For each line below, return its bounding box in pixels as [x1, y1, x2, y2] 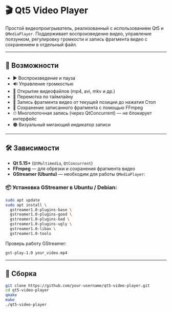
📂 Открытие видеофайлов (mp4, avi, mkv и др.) [12, 88, 115, 94]
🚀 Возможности [5, 61, 59, 70]
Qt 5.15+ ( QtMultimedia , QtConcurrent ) [12, 160, 93, 166]
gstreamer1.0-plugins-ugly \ [10, 222, 72, 227]
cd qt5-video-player [5, 288, 50, 293]
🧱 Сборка [5, 269, 37, 278]
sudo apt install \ [5, 202, 47, 208]
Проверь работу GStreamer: [5, 240, 67, 246]
